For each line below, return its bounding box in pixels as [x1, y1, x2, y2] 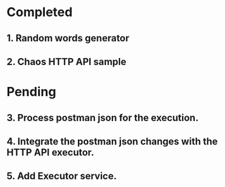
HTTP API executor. [6, 146, 94, 158]
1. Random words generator [6, 32, 129, 44]
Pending [6, 84, 57, 100]
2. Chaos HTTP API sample [6, 55, 127, 67]
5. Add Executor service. [6, 170, 117, 182]
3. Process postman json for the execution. [6, 111, 199, 123]
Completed [6, 4, 73, 20]
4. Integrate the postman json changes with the [6, 135, 219, 147]
